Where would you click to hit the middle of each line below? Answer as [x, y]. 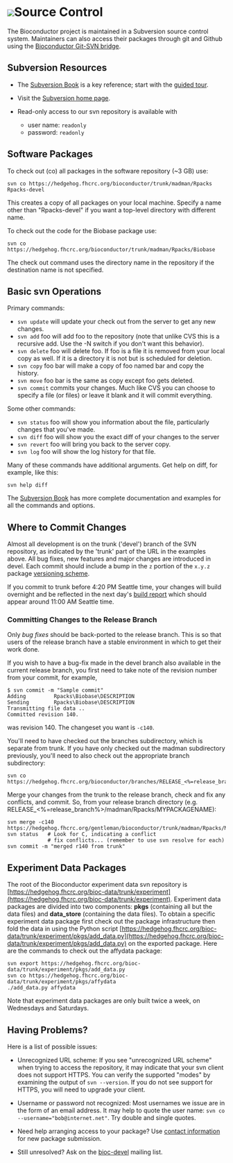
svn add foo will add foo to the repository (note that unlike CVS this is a [118, 337]
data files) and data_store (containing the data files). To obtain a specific [111, 914]
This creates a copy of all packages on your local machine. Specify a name [114, 203]
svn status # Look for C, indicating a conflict [82, 834]
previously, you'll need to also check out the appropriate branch [98, 756]
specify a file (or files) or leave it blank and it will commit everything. [115, 396]
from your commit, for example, [52, 678]
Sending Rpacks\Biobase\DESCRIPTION [71, 703]
